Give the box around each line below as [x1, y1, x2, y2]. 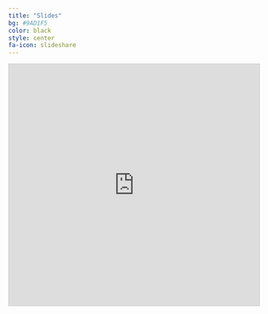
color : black [8, 26, 52, 34]
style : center [8, 33, 56, 42]
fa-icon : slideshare [8, 41, 77, 49]
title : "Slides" [8, 11, 62, 20]
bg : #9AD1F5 [8, 19, 48, 27]
